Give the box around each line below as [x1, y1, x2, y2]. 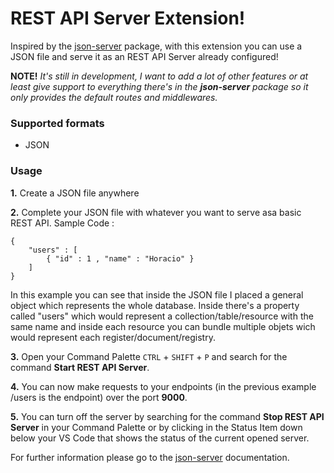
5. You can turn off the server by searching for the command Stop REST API [10, 410, 325, 422]
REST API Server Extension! [10, 7, 246, 30]
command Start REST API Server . [10, 361, 150, 373]
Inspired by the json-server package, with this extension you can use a [10, 40, 303, 52]
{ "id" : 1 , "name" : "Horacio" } [46, 253, 195, 264]
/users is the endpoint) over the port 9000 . [10, 391, 188, 403]
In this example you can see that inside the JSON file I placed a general [10, 288, 304, 301]
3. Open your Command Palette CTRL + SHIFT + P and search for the [10, 350, 288, 362]
